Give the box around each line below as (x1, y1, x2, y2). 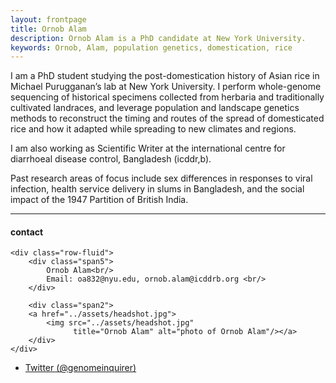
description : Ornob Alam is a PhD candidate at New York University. (10, 33, 307, 43)
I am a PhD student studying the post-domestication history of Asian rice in (10, 70, 320, 82)
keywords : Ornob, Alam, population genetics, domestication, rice (10, 42, 293, 53)
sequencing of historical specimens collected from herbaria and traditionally (10, 91, 325, 103)
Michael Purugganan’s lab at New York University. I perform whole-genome (10, 81, 322, 93)
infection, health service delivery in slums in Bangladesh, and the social (10, 183, 305, 195)
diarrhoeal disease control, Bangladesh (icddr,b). (10, 153, 212, 165)
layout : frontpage (10, 14, 87, 25)
